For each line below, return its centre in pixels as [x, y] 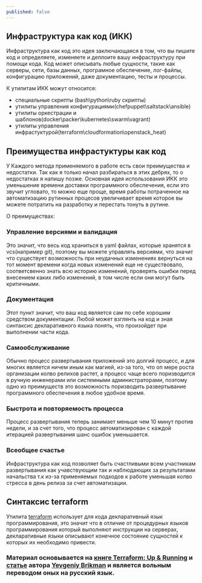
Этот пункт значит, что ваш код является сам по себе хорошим [88, 312]
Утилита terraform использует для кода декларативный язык [85, 516]
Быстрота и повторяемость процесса [65, 409]
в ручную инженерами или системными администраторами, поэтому [97, 380]
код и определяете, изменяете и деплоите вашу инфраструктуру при [96, 58]
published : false [28, 12]
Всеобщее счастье [35, 450]
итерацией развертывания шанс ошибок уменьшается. [78, 435]
